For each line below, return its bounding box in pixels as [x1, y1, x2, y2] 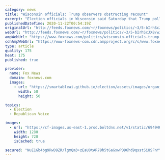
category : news [5, 7, 36, 12]
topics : [5, 103, 21, 107]
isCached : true [14, 138, 45, 144]
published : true [5, 57, 38, 62]
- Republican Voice [9, 111, 50, 117]
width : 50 [18, 89, 38, 94]
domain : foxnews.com [9, 76, 52, 80]
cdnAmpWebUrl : [5, 39, 34, 44]
